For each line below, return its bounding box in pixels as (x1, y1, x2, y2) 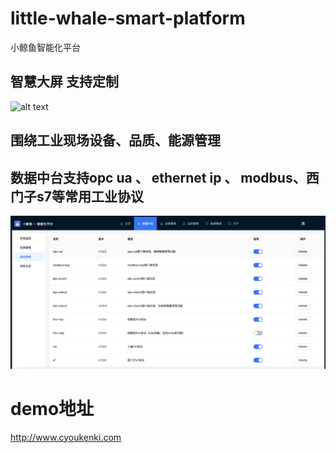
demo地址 (10, 397, 95, 420)
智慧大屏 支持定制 (10, 73, 119, 91)
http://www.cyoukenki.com (10, 431, 122, 443)
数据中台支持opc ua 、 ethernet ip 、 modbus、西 (10, 169, 320, 186)
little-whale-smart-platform (10, 7, 246, 30)
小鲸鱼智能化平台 (10, 41, 81, 53)
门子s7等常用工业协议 (10, 188, 144, 205)
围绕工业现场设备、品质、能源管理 (10, 132, 221, 149)
